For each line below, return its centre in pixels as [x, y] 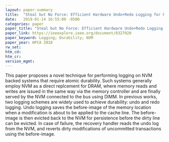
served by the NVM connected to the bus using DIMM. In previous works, [81, 97]
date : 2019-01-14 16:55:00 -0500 [43, 19]
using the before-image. [30, 134]
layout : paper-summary [29, 10]
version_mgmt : [20, 61]
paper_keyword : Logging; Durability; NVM [49, 38]
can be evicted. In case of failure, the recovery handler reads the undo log [82, 123]
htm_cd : [13, 52]
